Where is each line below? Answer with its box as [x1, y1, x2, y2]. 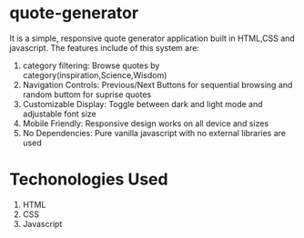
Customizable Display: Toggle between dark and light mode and [22, 98, 263, 109]
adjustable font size [22, 108, 97, 119]
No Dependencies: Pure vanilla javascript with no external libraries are [22, 127, 287, 138]
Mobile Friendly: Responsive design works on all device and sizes [22, 117, 269, 129]
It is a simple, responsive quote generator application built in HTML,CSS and [9, 33, 296, 44]
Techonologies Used [9, 169, 168, 190]
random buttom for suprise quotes [22, 89, 152, 100]
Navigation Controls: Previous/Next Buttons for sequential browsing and [22, 79, 293, 90]
